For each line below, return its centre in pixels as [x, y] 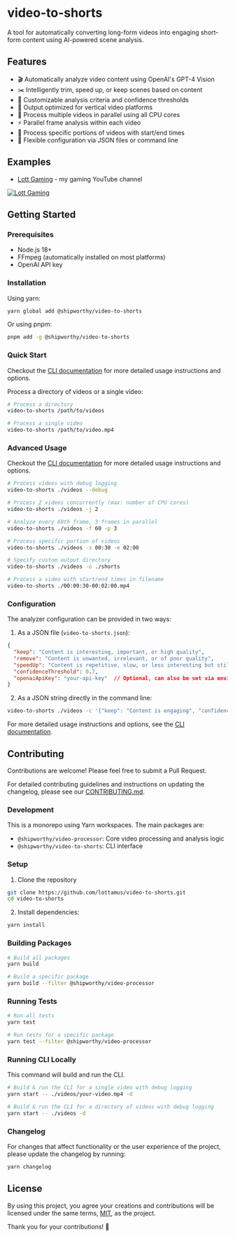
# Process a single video [45, 423]
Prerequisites [30, 234]
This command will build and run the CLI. [66, 1075]
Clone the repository [47, 879]
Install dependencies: [48, 912]
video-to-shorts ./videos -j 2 [53, 510]
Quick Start [27, 355]
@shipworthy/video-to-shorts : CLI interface [80, 846]
